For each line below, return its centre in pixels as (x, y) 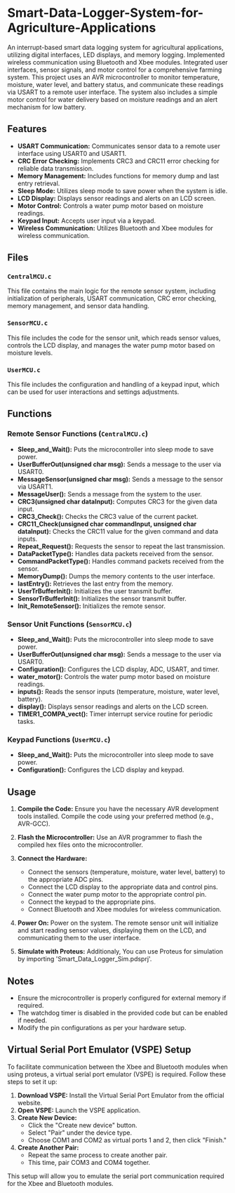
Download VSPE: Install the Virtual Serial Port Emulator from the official (121, 1095)
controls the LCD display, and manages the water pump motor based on (111, 345)
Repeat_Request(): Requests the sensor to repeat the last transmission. (121, 546)
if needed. (32, 1020)
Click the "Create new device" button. (82, 1125)
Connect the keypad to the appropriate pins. (92, 902)
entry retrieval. (39, 183)
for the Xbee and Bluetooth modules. (60, 1183)
